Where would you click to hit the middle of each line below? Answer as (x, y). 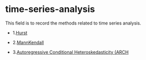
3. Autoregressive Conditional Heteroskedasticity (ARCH (70, 52)
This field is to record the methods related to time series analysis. (73, 23)
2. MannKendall (28, 42)
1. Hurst (20, 32)
